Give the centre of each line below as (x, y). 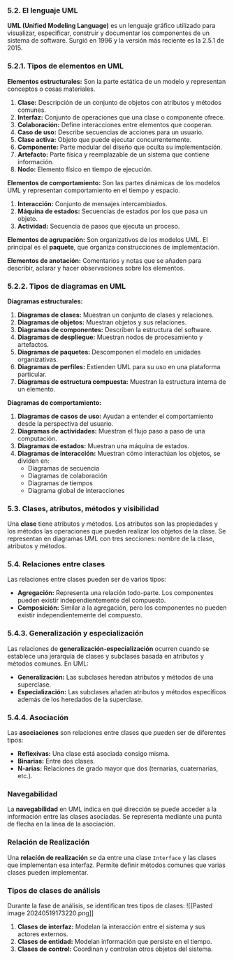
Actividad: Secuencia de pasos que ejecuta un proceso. (98, 226)
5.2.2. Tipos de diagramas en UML (67, 286)
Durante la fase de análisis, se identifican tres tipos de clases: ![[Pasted (110, 905)
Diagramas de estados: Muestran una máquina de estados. (103, 445)
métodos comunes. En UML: (48, 664)
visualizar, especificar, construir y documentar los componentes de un (108, 33)
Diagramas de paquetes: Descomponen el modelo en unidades (109, 352)
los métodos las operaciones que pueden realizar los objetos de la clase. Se (117, 531)
